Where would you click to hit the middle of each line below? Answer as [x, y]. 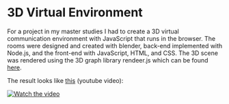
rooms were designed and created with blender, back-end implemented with [115, 46]
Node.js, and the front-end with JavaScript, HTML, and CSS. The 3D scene [113, 53]
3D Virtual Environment [75, 13]
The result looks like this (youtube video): [65, 80]
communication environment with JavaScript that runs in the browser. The [111, 38]
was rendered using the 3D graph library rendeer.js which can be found [108, 60]
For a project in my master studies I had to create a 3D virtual [93, 31]
